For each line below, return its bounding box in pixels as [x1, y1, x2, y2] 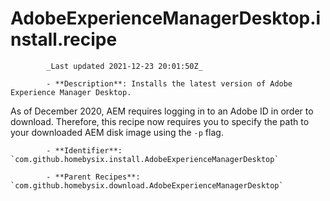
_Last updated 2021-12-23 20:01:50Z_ [46, 61, 203, 71]
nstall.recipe [10, 28, 118, 51]
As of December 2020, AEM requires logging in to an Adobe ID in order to [10, 105, 314, 117]
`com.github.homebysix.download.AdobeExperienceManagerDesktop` [10, 180, 284, 191]
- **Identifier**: [46, 145, 123, 156]
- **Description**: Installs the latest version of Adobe [46, 78, 293, 89]
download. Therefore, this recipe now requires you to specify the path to [10, 115, 310, 127]
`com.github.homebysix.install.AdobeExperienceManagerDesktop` [10, 154, 280, 164]
